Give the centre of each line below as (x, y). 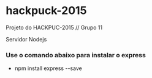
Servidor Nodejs (26, 39)
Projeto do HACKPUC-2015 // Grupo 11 (54, 27)
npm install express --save (48, 68)
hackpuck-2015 (46, 11)
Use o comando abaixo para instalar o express (76, 55)
